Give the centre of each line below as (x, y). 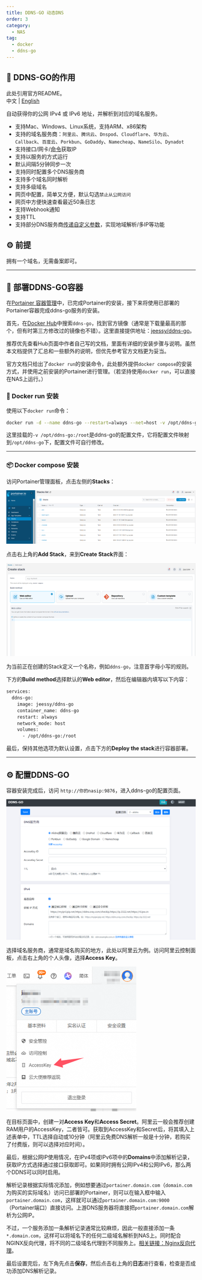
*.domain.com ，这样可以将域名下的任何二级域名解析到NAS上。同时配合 (94, 1235)
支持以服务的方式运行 (41, 156)
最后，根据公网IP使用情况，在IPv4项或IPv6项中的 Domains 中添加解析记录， (99, 1157)
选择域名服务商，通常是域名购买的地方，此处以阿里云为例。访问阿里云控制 (98, 950)
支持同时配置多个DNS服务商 (50, 171)
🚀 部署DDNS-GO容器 (45, 287)
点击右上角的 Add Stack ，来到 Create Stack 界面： (68, 554)
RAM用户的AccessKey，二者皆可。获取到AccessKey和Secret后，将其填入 (98, 1129)
